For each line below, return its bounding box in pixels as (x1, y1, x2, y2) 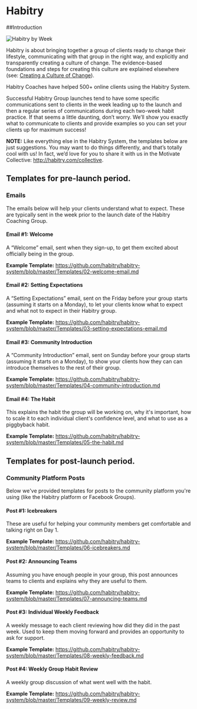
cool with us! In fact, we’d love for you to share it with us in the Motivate (6, 150, 180, 157)
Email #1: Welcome (6, 231, 54, 238)
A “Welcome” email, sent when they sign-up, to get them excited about (6, 244, 179, 251)
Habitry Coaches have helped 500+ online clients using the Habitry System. (6, 83, 191, 90)
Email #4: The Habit (6, 395, 55, 403)
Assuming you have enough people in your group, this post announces (6, 571, 178, 578)
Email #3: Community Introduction (6, 338, 93, 345)
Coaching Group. (6, 217, 48, 224)
